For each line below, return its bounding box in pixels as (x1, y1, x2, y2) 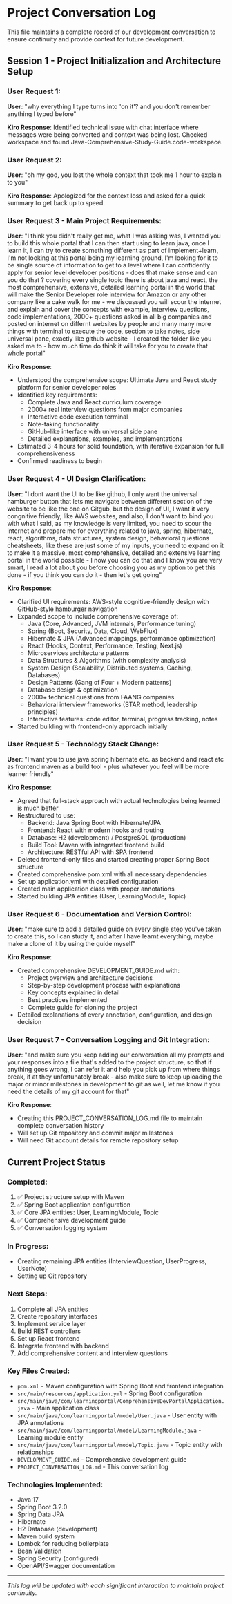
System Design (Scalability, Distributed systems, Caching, (27, 663, 193, 672)
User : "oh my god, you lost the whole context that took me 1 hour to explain (7, 171, 222, 179)
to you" (7, 178, 28, 186)
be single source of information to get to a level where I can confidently (7, 261, 211, 270)
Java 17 (17, 1496, 39, 1504)
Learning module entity (17, 1433, 84, 1442)
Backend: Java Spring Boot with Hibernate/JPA (27, 818, 161, 827)
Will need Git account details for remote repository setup (17, 1136, 179, 1144)
